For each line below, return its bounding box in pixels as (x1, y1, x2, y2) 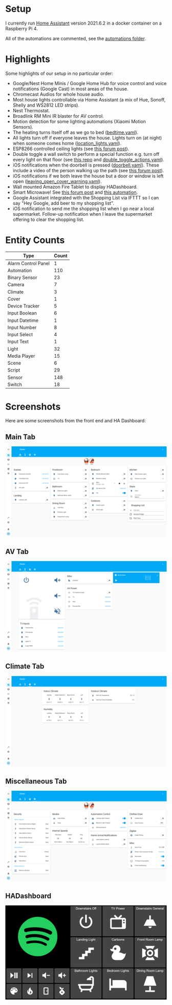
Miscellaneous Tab (5, 777, 67, 786)
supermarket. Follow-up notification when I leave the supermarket (12, 211, 153, 217)
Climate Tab (5, 662, 45, 671)
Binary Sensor (7, 275, 37, 281)
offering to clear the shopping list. (12, 216, 84, 222)
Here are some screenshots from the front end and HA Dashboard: (5, 418, 146, 424)
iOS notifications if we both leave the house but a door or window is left (12, 173, 164, 179)
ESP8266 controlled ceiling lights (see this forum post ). (12, 146, 130, 152)
